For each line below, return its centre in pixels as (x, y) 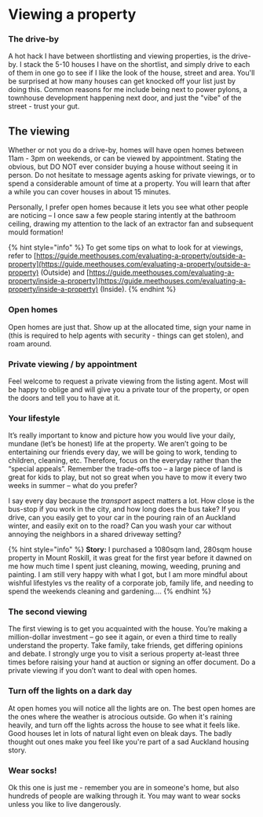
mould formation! (36, 232)
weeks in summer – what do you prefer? (73, 486)
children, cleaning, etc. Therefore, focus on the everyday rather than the (125, 460)
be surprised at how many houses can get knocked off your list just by (122, 81)
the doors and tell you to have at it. (64, 397)
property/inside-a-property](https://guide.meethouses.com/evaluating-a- (127, 281)
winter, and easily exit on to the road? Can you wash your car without (120, 526)
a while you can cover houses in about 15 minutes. (89, 192)
